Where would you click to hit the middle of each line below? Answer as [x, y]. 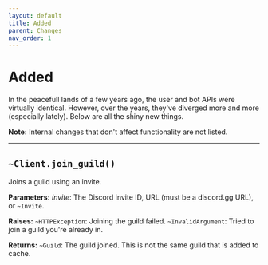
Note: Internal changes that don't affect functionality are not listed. [118, 132]
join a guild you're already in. [56, 229]
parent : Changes [35, 30]
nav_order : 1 [30, 38]
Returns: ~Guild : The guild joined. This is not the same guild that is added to [134, 245]
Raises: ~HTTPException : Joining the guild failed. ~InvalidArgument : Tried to [131, 221]
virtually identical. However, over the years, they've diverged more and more [134, 108]
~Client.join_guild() [62, 163]
